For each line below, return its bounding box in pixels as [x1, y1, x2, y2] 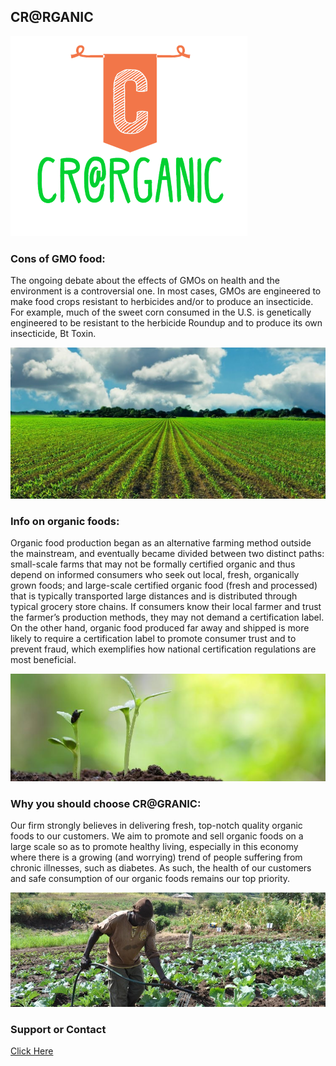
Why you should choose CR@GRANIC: [10, 797, 202, 811]
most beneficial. [10, 654, 77, 666]
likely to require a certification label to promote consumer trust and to [10, 633, 297, 645]
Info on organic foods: [10, 514, 120, 528]
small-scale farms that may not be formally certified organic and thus [10, 558, 296, 570]
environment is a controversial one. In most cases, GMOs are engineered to [10, 285, 322, 297]
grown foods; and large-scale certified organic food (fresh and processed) [10, 580, 318, 592]
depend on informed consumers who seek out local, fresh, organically [10, 569, 300, 581]
